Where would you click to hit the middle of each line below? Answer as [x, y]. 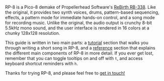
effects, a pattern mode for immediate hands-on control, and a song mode [80, 17]
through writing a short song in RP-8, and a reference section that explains [80, 48]
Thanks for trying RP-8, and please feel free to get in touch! [65, 73]
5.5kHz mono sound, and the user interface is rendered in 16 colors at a [77, 28]
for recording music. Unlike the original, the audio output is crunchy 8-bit [79, 23]
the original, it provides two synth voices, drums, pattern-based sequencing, [82, 12]
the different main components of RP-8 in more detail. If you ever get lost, [79, 53]
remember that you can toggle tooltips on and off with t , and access [74, 58]
